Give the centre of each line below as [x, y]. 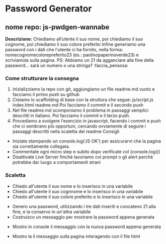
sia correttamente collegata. [41, 146]
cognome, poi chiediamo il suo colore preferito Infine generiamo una [75, 44]
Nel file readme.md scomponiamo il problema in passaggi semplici [80, 111]
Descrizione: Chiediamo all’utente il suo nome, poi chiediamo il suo [74, 39]
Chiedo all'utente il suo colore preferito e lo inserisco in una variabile [83, 197]
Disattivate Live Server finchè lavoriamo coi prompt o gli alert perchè [83, 157]
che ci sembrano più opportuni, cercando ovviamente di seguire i [79, 126]
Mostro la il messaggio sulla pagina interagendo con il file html [76, 236]
